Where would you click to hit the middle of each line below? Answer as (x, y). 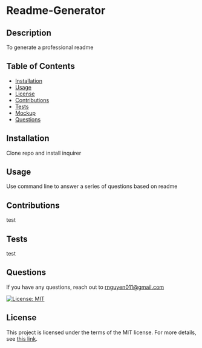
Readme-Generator (56, 11)
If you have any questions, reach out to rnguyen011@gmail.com (85, 287)
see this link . (22, 338)
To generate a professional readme (50, 47)
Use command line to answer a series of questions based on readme (92, 186)
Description (29, 33)
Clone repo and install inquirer (44, 153)
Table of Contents (41, 66)
